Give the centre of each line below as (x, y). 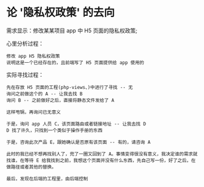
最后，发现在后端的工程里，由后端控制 (47, 178)
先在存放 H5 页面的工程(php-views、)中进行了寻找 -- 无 (70, 87)
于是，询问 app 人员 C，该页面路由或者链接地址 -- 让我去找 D (76, 124)
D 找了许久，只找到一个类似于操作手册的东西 (55, 130)
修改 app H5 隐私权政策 (33, 56)
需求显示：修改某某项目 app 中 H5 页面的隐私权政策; (72, 30)
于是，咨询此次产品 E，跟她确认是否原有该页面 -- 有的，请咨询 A (79, 142)
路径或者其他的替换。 (33, 167)
